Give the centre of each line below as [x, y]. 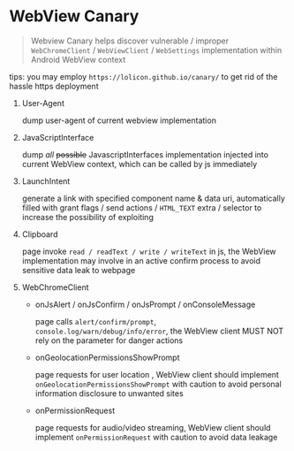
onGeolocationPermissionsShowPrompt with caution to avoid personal [158, 384]
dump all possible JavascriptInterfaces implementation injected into [145, 154]
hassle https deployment [54, 86]
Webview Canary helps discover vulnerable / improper [130, 41]
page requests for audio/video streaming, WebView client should [153, 427]
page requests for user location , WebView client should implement [157, 374]
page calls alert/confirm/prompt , [96, 321]
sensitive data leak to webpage [79, 270]
